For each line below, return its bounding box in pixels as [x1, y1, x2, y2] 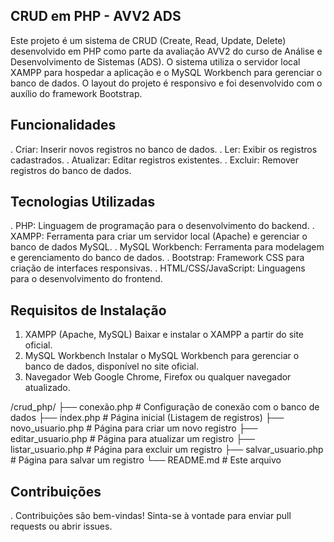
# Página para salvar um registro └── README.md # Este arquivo [10, 454, 282, 466]
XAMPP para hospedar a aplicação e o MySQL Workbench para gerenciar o [10, 66, 323, 78]
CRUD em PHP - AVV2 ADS [10, 8, 182, 25]
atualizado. [24, 382, 71, 394]
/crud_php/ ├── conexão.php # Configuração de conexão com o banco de [10, 401, 320, 413]
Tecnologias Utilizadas [10, 194, 156, 211]
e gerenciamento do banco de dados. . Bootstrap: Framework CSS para [10, 252, 305, 264]
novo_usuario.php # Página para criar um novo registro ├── [10, 422, 258, 434]
